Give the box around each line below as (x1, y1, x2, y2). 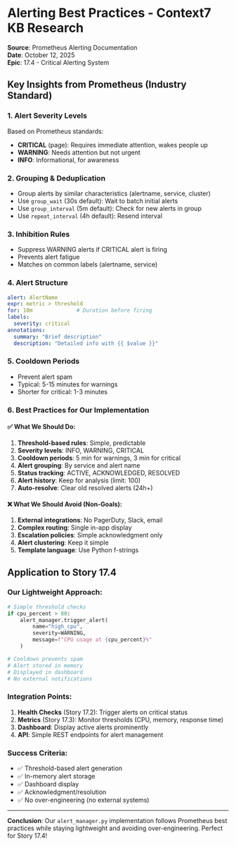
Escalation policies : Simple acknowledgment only (17, 531, 163, 540)
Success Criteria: (7, 748, 68, 757)
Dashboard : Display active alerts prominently (17, 723, 149, 731)
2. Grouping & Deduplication (7, 173, 106, 183)
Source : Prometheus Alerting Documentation (7, 43, 138, 51)
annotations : (7, 327, 46, 334)
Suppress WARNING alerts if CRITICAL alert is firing (17, 245, 167, 254)
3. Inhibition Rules (7, 229, 70, 239)
